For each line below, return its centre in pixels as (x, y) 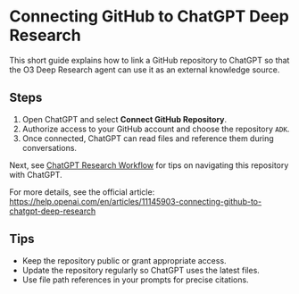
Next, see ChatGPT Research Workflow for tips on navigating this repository (149, 165)
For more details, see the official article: (82, 192)
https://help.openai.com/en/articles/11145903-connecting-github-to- (135, 201)
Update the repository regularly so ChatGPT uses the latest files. (141, 270)
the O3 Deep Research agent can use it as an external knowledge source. (145, 70)
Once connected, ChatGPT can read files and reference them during (148, 138)
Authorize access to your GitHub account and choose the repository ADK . (156, 129)
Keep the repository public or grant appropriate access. (124, 260)
